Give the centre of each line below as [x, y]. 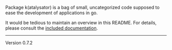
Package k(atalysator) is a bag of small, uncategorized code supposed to [82, 7]
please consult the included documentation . [52, 28]
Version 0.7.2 [19, 43]
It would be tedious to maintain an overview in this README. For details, [81, 23]
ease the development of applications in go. [52, 13]
